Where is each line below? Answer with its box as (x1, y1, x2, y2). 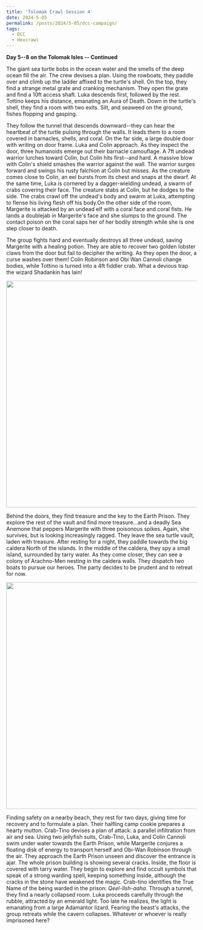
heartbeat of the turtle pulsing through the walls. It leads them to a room (6, 128, 186, 135)
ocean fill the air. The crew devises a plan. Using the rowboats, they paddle (6, 72, 194, 79)
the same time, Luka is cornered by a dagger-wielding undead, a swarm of (6, 180, 192, 187)
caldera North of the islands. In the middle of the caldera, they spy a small (6, 545, 190, 551)
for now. (6, 570, 27, 577)
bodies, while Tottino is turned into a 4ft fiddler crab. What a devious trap (6, 262, 188, 269)
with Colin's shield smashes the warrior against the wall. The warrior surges (6, 161, 195, 167)
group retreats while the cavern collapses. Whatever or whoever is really (6, 911, 187, 917)
